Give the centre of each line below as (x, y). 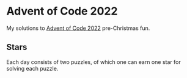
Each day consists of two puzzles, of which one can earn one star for (94, 62)
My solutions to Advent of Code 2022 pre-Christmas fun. (78, 28)
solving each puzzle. (32, 68)
